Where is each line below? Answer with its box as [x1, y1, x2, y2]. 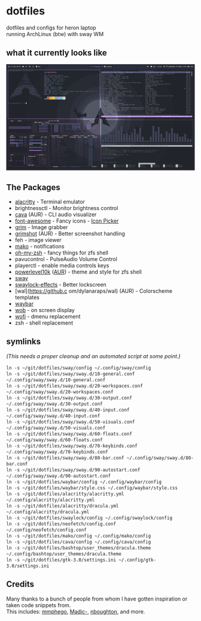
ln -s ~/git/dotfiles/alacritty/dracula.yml [6, 503, 119, 509]
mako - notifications [14, 243, 65, 250]
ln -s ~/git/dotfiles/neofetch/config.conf [6, 521, 117, 527]
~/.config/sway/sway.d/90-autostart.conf [6, 473, 111, 479]
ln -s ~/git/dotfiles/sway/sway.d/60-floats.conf [6, 431, 133, 437]
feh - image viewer [14, 236, 62, 244]
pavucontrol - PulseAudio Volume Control [14, 256, 118, 263]
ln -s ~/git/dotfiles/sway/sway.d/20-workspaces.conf [6, 383, 144, 389]
